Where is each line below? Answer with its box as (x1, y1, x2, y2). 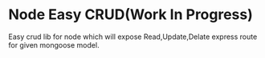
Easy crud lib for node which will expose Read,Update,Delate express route (8, 32, 258, 41)
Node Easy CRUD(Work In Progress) (8, 6, 253, 24)
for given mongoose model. (8, 40, 100, 49)
